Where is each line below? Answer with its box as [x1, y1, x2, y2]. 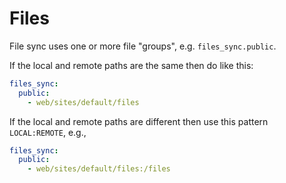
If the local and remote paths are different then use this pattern [9, 115, 269, 127]
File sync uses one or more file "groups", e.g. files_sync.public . [9, 40, 277, 52]
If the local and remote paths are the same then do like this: [9, 59, 254, 71]
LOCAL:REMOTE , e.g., [9, 126, 87, 138]
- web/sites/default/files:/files [27, 164, 171, 174]
